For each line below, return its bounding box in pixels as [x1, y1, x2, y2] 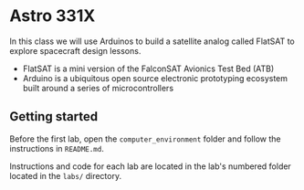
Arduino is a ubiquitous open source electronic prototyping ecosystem [22, 72, 288, 83]
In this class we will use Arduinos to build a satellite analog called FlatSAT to [9, 36, 295, 47]
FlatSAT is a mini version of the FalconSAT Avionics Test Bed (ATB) [22, 63, 275, 74]
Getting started [9, 109, 99, 124]
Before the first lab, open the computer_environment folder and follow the [9, 133, 281, 144]
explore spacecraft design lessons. [9, 45, 142, 56]
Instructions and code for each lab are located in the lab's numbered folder [9, 161, 292, 172]
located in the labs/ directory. [9, 170, 121, 181]
